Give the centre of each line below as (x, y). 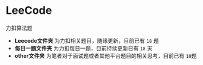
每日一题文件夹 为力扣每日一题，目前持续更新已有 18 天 (83, 48)
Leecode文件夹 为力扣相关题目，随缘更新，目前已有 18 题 (87, 40)
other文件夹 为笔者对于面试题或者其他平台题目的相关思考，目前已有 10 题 (105, 55)
